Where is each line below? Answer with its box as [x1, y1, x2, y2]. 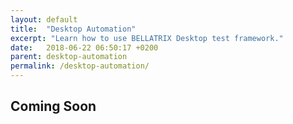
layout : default [10, 14, 78, 25]
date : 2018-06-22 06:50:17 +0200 [10, 42, 159, 53]
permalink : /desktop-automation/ [10, 61, 150, 71]
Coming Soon [10, 98, 97, 115]
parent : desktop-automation [10, 52, 128, 62]
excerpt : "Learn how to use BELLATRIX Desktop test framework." [10, 33, 284, 43]
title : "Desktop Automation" [10, 24, 137, 34]
